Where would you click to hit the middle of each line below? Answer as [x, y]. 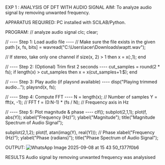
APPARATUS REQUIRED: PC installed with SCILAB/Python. [65, 22]
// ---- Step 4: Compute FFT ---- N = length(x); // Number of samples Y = [81, 97]
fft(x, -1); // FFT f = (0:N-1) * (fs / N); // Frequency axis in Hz [67, 102]
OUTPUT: [15, 147]
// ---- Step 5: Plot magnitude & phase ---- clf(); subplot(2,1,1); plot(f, [76, 112]
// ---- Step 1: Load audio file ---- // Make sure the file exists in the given [80, 42]
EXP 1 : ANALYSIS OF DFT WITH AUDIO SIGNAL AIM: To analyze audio [78, 7]
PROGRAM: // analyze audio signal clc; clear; [52, 32]
